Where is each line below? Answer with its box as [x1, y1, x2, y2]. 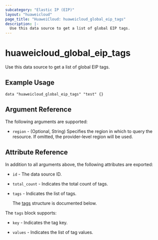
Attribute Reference [5, 148, 68, 156]
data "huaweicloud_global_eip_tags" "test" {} [5, 91, 104, 96]
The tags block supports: [5, 209, 57, 215]
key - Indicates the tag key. [12, 219, 68, 225]
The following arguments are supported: [5, 118, 88, 124]
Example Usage [5, 78, 55, 87]
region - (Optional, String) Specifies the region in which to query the [12, 128, 153, 134]
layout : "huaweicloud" [5, 12, 52, 17]
